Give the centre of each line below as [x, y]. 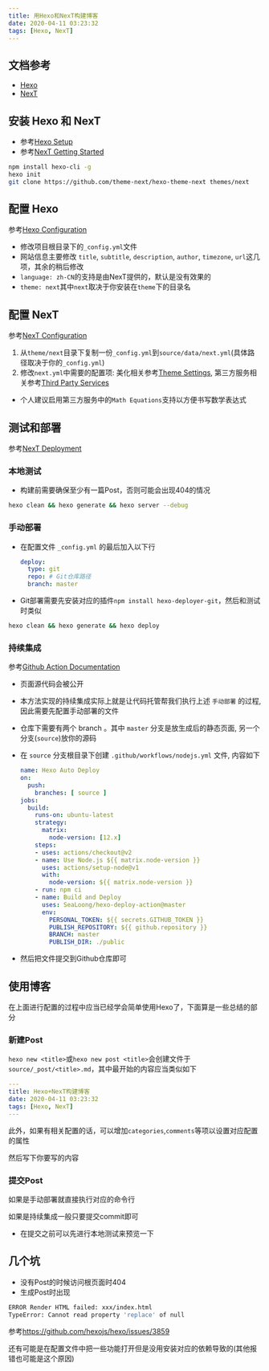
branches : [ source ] [71, 793]
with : [51, 875]
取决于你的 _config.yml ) [66, 363]
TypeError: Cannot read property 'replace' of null [96, 1315]
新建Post [26, 1039]
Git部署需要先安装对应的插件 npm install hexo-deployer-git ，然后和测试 [140, 601]
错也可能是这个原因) [41, 1358]
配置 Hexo [33, 209]
